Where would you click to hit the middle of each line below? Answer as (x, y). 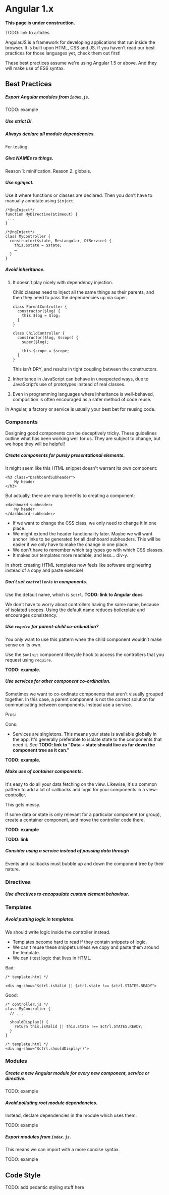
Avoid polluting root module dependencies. (51, 1103)
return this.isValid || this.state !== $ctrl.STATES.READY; (79, 1026)
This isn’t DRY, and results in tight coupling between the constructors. (85, 369)
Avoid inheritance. (25, 269)
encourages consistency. (32, 615)
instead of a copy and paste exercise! (44, 570)
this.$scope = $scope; (46, 351)
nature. (13, 869)
